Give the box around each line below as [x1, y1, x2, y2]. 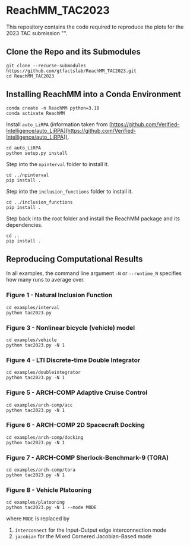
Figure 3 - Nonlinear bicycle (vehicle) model [6, 323, 135, 332]
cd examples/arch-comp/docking [6, 434, 84, 441]
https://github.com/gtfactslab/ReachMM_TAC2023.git [6, 68, 137, 74]
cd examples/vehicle [6, 337, 58, 343]
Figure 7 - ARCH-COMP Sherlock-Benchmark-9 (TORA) [6, 453, 169, 461]
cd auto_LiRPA [6, 145, 42, 151]
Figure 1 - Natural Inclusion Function [6, 291, 113, 299]
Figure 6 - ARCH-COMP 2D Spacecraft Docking [6, 421, 145, 429]
